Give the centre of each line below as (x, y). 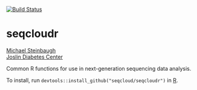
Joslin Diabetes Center (35, 57)
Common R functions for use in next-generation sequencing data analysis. (99, 68)
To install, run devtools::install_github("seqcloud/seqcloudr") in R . (92, 80)
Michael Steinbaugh (31, 50)
